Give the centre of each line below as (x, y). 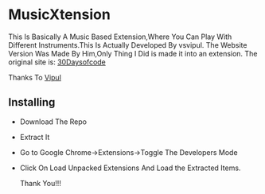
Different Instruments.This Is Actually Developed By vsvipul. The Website (128, 45)
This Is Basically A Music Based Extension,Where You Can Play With (120, 37)
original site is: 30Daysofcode (57, 62)
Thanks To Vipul (35, 77)
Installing (32, 102)
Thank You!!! (41, 183)
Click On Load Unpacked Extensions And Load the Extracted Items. (130, 168)
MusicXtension (60, 15)
